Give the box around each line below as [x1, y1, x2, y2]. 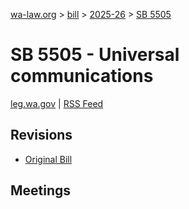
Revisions [10, 127, 73, 144]
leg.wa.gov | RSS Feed [10, 97, 104, 109]
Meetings [10, 182, 72, 199]
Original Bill [24, 153, 73, 165]
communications [10, 65, 154, 88]
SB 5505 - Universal [10, 44, 180, 66]
